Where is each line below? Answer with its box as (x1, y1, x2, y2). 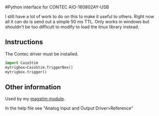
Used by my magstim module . (5, 96, 65, 102)
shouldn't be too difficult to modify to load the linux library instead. (5, 24, 139, 30)
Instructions (5, 38, 43, 46)
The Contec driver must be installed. (5, 51, 79, 57)
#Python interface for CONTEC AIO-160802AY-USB (5, 4, 109, 10)
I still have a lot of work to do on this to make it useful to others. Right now (5, 14, 154, 19)
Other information (5, 83, 61, 91)
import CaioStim (5, 60, 38, 65)
